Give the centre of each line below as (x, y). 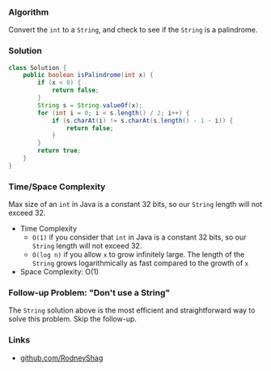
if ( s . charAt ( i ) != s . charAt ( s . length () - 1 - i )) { (142, 120)
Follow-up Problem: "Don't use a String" (89, 293)
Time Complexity (49, 229)
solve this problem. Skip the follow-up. (73, 319)
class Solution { (38, 67)
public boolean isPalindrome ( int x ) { (88, 75)
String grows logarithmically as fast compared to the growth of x (140, 263)
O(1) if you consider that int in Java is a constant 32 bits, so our (139, 237)
